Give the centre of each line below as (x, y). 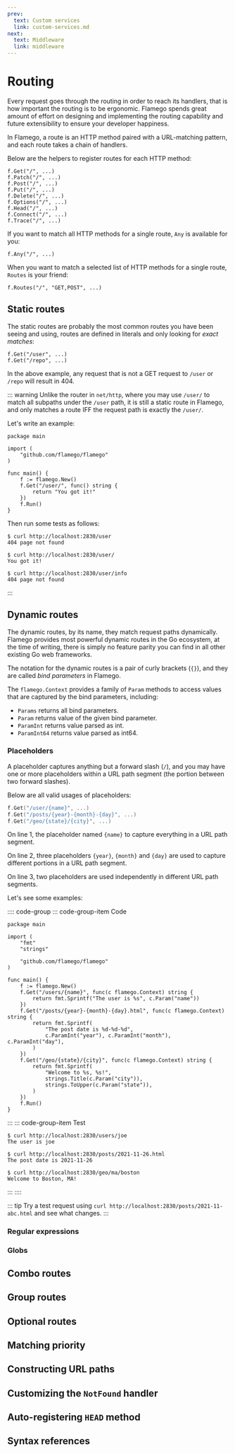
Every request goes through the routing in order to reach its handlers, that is (118, 101)
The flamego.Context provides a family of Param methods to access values (114, 689)
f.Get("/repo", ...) (38, 361)
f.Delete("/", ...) (36, 196)
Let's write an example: (41, 423)
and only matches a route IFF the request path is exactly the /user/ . (106, 409)
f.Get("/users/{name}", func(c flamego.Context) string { (107, 993)
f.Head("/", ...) (33, 208)
